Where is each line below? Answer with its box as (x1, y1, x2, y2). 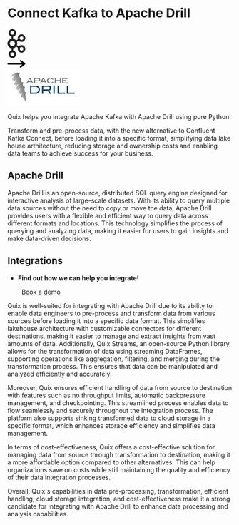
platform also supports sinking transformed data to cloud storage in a (7, 414, 211, 422)
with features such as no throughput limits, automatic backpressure (7, 391, 205, 399)
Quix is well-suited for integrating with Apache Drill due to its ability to (7, 301, 213, 310)
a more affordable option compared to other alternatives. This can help (7, 458, 216, 467)
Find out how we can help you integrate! (17, 273, 139, 282)
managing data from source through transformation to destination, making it (7, 450, 230, 459)
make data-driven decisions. (7, 234, 91, 243)
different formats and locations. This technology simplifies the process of (7, 219, 223, 228)
